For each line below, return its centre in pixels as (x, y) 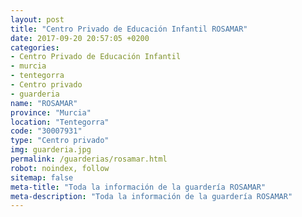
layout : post (37, 19)
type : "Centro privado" (60, 141)
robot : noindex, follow (60, 168)
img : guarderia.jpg (51, 150)
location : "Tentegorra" (60, 122)
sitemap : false (42, 177)
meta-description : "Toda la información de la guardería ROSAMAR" (151, 196)
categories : (35, 47)
